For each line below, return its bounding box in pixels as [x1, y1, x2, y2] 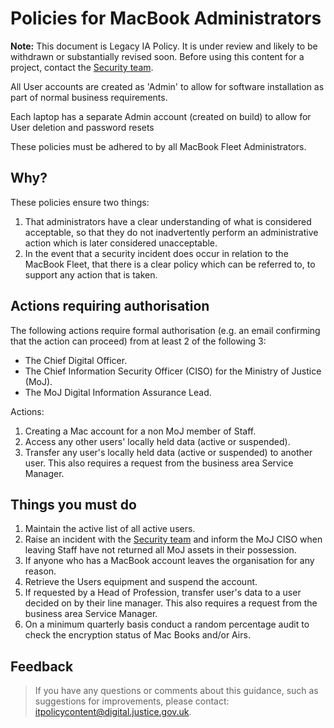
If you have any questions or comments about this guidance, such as [34, 685, 319, 697]
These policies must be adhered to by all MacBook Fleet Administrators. [10, 140, 307, 152]
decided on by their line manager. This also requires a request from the [24, 597, 318, 609]
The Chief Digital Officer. [24, 354, 128, 366]
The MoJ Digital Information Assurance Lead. [24, 386, 212, 398]
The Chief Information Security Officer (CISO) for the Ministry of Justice [24, 365, 322, 377]
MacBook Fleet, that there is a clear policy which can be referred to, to [24, 258, 316, 270]
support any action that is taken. [24, 268, 158, 281]
